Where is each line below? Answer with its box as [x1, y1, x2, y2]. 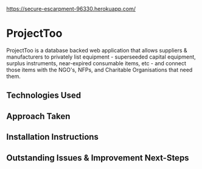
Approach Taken [6, 111, 71, 121]
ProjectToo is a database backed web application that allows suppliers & [6, 46, 187, 54]
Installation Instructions [6, 132, 99, 142]
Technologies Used [6, 90, 81, 101]
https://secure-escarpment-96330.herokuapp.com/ [6, 5, 136, 12]
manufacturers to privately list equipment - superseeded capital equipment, [6, 53, 196, 60]
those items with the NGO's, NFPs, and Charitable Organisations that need [6, 66, 193, 73]
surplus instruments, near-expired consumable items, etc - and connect [6, 59, 187, 67]
